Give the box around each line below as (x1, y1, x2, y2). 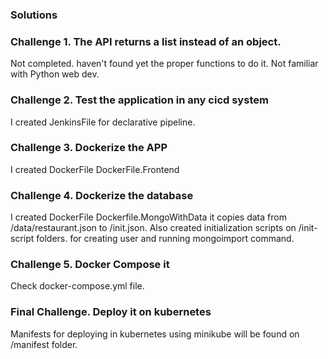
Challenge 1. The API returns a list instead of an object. (10, 34, 282, 48)
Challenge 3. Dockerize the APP (10, 141, 168, 155)
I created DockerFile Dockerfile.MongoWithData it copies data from (10, 211, 287, 223)
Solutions (10, 8, 58, 22)
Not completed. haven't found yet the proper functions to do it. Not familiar (10, 58, 319, 70)
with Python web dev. (10, 68, 100, 80)
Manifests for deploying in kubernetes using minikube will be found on (10, 328, 300, 340)
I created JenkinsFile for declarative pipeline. (10, 116, 196, 128)
